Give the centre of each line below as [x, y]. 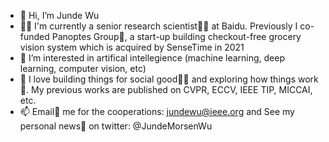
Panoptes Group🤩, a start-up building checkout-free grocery [176, 36]
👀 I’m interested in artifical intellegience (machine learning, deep [152, 58]
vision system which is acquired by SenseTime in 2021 [132, 47]
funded [34, 36]
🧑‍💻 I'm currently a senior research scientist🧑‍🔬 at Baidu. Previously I [158, 26]
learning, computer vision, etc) [83, 68]
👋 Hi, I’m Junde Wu [59, 15]
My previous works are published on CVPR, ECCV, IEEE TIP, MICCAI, [171, 89]
